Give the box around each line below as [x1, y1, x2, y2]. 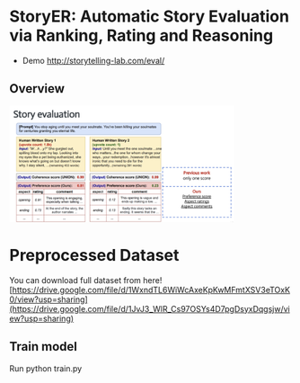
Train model [9, 339, 78, 354]
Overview [9, 81, 66, 96]
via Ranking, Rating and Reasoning [9, 25, 274, 46]
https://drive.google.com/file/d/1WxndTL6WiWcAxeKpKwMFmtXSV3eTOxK [12, 284, 290, 295]
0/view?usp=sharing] [9, 294, 88, 305]
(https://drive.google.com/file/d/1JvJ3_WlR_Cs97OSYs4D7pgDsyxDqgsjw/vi [9, 303, 290, 314]
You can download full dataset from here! [9, 274, 163, 285]
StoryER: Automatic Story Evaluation [9, 6, 290, 27]
